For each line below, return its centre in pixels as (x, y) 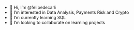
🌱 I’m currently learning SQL (38, 17)
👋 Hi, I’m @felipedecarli (33, 7)
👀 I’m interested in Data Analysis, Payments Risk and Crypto (69, 12)
